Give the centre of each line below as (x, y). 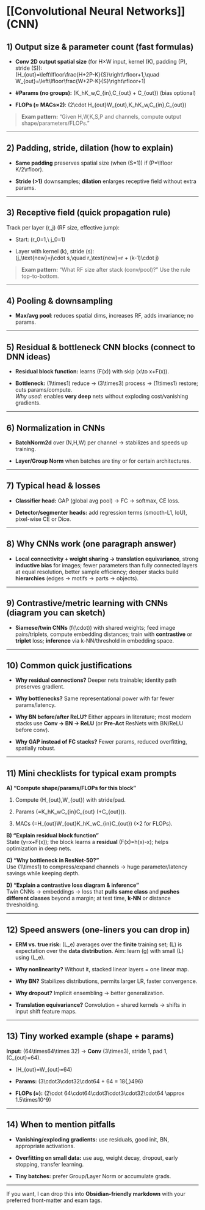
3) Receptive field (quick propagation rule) (88, 213)
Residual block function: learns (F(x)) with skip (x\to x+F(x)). (92, 372)
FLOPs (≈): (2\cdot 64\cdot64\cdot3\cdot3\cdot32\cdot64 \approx (100, 1093)
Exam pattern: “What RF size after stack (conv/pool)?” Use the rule (106, 269)
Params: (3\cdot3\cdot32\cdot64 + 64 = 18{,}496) (79, 1081)
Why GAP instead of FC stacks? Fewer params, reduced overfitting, (101, 742)
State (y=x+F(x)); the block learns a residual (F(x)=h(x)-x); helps (88, 842)
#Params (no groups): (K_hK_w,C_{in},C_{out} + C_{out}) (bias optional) (106, 93)
